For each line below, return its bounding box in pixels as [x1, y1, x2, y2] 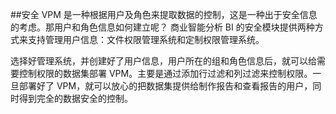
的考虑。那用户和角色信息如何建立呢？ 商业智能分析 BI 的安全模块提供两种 [10, 21, 315, 33]
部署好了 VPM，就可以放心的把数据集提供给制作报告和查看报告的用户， [18, 80, 313, 92]
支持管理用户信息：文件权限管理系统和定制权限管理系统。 [27, 34, 265, 45]
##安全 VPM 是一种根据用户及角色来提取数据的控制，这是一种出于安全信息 [10, 9, 318, 20]
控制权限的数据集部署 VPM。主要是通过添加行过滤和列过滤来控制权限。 [18, 68, 313, 79]
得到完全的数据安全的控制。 [18, 93, 133, 104]
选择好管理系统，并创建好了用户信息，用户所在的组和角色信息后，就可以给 [10, 55, 317, 67]
